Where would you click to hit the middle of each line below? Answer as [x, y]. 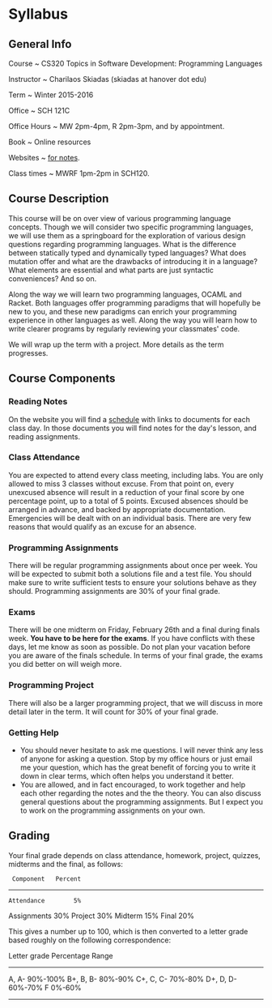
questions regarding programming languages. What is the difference [122, 244]
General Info [40, 44]
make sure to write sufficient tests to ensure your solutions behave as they [133, 583]
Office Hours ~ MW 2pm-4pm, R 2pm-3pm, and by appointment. [117, 126]
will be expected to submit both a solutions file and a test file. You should [130, 574]
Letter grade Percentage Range [61, 955]
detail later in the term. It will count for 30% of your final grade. [113, 711]
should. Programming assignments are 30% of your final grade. [115, 592]
